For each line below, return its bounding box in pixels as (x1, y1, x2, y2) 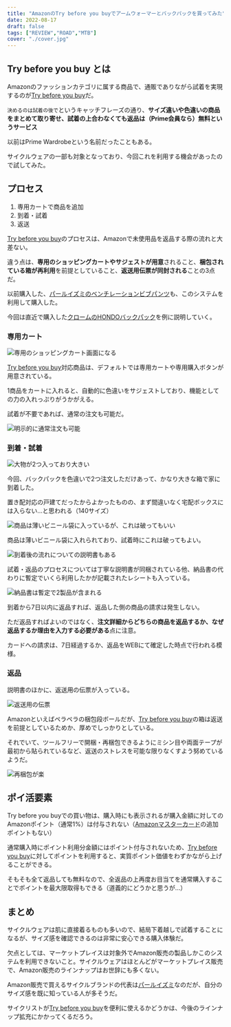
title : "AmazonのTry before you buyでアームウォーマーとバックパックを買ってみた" (7, 10, 225, 17)
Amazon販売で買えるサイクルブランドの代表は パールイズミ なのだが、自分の (7, 981, 223, 989)
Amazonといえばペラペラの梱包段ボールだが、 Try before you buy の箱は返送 (7, 714, 223, 723)
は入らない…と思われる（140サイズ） (7, 507, 113, 515)
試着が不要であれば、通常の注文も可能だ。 (7, 410, 128, 418)
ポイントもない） (7, 829, 56, 837)
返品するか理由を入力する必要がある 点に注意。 (7, 626, 140, 634)
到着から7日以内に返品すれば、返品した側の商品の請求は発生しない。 (7, 603, 203, 612)
